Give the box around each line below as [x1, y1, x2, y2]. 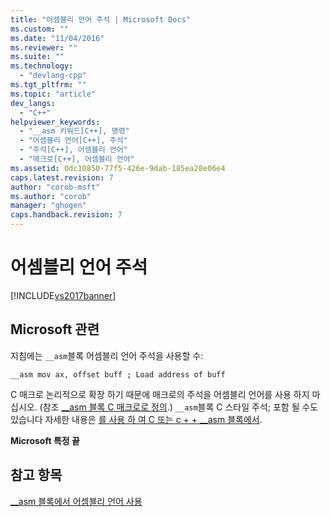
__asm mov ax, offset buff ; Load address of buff [10, 369, 226, 380]
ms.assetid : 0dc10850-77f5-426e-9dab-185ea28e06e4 [10, 163, 226, 173]
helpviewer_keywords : [10, 117, 101, 127]
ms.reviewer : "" [10, 42, 78, 53]
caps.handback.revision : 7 [10, 210, 123, 220]
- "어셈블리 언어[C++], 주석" [19, 136, 128, 146]
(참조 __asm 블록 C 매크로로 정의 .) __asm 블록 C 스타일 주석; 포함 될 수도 [39, 401, 319, 413]
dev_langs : [10, 98, 56, 108]
